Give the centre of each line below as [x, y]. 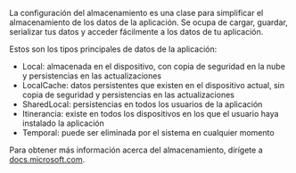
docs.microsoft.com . [47, 159]
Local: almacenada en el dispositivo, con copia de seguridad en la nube [153, 66]
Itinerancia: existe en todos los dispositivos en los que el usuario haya [150, 114]
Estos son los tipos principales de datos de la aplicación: [113, 49]
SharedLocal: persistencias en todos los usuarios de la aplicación [142, 104]
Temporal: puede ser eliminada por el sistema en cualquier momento [148, 132]
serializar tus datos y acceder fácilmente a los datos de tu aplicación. [136, 32]
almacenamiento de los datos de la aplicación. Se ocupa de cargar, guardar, [148, 22]
